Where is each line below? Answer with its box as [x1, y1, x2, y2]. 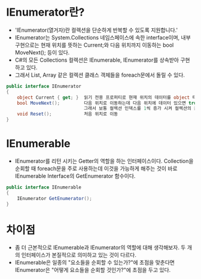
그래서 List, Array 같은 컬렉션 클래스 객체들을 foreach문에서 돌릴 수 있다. [14, 71, 185, 78]
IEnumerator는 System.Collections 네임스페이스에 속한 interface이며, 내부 [14, 34, 191, 41]
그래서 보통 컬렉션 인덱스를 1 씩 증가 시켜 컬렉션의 [83, 105, 191, 111]
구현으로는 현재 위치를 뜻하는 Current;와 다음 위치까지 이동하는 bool [14, 41, 174, 48]
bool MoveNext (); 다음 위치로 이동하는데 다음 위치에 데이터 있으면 [17, 100, 187, 106]
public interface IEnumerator [6, 83, 82, 89]
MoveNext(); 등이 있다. [14, 48, 70, 56]
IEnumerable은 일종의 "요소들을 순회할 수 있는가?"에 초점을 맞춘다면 [14, 259, 175, 266]
